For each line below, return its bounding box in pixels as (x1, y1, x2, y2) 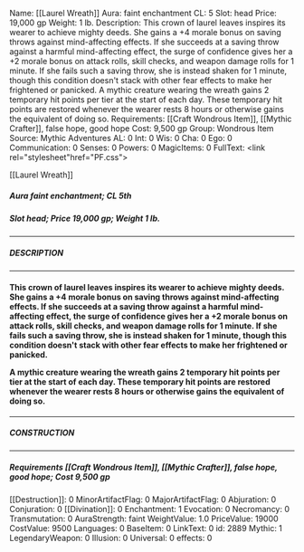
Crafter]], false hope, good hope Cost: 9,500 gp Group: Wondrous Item (9, 123, 274, 134)
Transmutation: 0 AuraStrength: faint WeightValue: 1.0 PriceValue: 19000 (9, 513, 279, 524)
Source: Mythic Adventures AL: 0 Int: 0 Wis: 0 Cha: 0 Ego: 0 (9, 133, 233, 143)
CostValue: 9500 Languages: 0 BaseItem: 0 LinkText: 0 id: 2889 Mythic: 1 (9, 523, 283, 534)
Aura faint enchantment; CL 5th (9, 190, 132, 201)
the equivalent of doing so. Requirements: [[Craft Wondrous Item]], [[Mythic (9, 113, 292, 124)
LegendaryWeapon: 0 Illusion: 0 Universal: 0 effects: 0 (9, 533, 213, 544)
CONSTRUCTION (9, 427, 75, 438)
